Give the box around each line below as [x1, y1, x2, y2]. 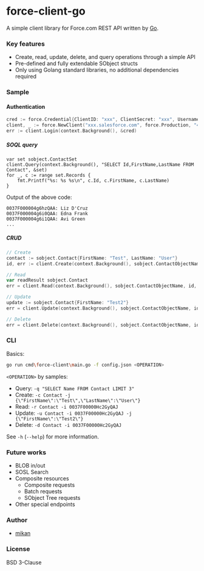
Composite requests [24, 482, 75, 489]
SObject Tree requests [24, 494, 81, 502]
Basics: [6, 350, 25, 357]
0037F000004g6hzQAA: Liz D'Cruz [6, 205, 88, 211]
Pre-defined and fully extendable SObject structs [15, 60, 138, 67]
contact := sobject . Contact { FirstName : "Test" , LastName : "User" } [6, 255, 178, 261]
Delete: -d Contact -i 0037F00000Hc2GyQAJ [15, 421, 122, 428]
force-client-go [6, 4, 86, 18]
